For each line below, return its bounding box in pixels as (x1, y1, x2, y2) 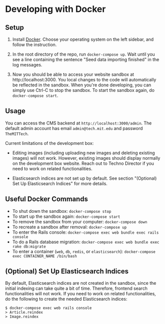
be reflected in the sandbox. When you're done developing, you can (12, 82, 152, 88)
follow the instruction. (12, 42, 57, 48)
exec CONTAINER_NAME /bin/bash (12, 254, 77, 259)
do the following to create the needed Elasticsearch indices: (5, 296, 127, 302)
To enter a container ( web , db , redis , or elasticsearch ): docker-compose (12, 248, 156, 254)
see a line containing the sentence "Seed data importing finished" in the (12, 57, 160, 63)
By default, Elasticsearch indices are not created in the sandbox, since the (5, 280, 157, 286)
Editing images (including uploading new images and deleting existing (12, 150, 155, 156)
